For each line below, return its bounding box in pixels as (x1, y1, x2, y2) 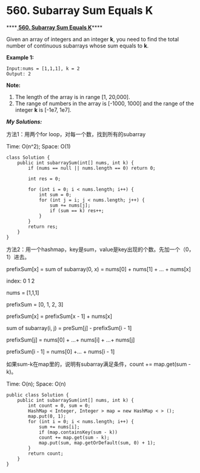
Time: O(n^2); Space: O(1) (6, 142, 71, 150)
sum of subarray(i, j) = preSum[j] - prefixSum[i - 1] (6, 324, 132, 331)
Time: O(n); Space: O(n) (6, 380, 67, 387)
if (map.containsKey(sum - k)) (38, 429, 118, 435)
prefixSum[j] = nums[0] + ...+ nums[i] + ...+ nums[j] (6, 336, 135, 344)
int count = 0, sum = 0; (28, 402, 91, 409)
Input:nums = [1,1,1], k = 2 (6, 65, 80, 72)
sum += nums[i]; (38, 424, 80, 430)
